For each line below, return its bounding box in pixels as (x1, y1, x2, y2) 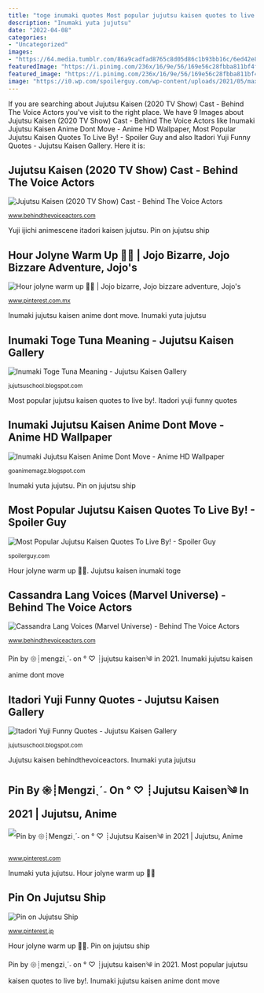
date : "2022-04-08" (8, 26, 72, 34)
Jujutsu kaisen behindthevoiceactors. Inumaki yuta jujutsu (8, 755, 196, 765)
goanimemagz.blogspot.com (8, 467, 86, 474)
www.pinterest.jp (8, 927, 54, 935)
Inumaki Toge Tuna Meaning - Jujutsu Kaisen (8, 334, 234, 347)
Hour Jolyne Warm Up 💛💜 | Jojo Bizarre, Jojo (8, 249, 230, 262)
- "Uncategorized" (8, 41, 68, 49)
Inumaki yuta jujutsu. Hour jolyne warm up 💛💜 (8, 869, 156, 877)
